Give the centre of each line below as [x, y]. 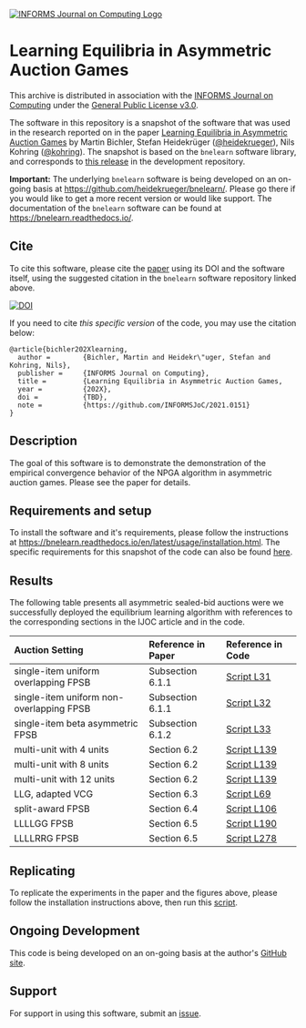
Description [43, 441]
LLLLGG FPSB [44, 824]
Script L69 [249, 794]
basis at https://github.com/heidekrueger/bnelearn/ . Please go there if [164, 188]
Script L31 [249, 677]
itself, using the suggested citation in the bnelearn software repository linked [153, 278]
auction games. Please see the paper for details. [100, 482]
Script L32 [249, 703]
